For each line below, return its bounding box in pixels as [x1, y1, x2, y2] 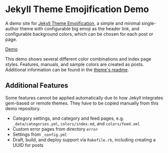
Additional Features [5, 81, 69, 90]
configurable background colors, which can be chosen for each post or [5, 31, 154, 37]
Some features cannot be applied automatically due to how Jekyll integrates [5, 94, 163, 100]
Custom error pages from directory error [12, 126, 98, 132]
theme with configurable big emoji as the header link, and [20, 25, 140, 31]
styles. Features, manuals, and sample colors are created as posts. [5, 61, 144, 67]
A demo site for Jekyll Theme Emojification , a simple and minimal [5, 20, 141, 26]
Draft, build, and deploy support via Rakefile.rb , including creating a [12, 136, 156, 142]
